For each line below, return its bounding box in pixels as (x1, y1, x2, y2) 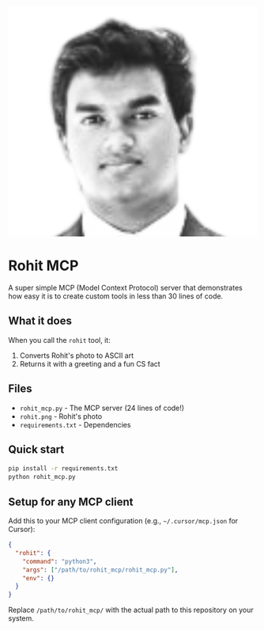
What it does (8, 314, 73, 328)
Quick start (8, 443, 65, 457)
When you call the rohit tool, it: (8, 335, 111, 344)
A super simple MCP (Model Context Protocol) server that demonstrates (8, 283, 243, 293)
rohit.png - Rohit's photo (19, 411, 103, 421)
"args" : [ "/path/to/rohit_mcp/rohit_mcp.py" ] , (22, 565, 179, 574)
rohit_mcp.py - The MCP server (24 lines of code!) (19, 403, 184, 412)
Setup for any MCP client (8, 495, 134, 508)
